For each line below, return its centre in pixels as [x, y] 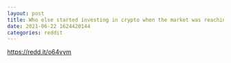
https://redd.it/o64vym [40, 52]
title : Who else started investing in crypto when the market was [104, 20]
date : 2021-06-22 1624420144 [49, 26]
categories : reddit [35, 33]
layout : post [26, 13]
